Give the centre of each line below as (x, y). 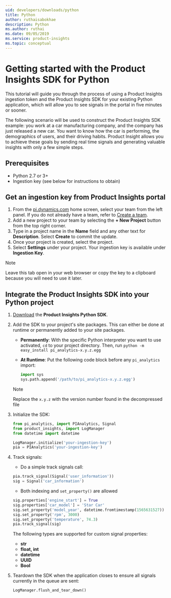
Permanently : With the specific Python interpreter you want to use (91, 340)
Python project (29, 302)
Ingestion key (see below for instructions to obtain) (66, 181)
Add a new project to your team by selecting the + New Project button (87, 220)
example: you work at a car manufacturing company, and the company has (84, 125)
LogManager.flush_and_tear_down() (49, 590)
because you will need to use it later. (44, 278)
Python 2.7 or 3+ (30, 176)
